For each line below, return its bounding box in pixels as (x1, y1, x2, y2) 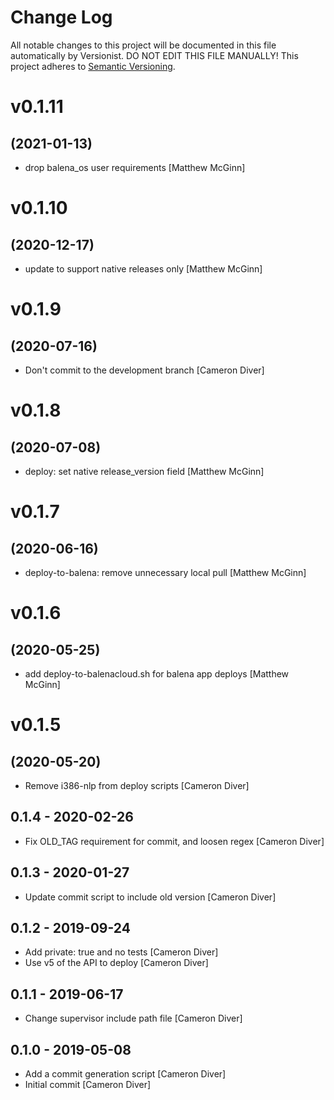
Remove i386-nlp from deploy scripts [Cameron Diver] (24, 779, 250, 791)
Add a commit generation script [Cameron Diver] (24, 1068, 227, 1080)
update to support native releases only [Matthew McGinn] (24, 262, 263, 275)
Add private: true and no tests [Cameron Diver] (24, 946, 219, 958)
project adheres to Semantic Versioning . (10, 60, 176, 72)
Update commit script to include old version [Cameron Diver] (24, 891, 277, 903)
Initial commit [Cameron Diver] (24, 1079, 152, 1090)
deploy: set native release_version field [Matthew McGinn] (24, 465, 265, 477)
